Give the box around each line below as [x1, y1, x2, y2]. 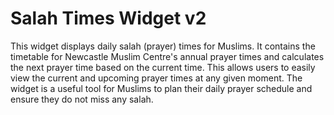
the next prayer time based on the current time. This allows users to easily [10, 61, 316, 73]
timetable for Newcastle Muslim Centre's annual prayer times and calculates [10, 50, 325, 62]
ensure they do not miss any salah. [10, 93, 154, 105]
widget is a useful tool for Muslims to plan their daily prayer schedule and [10, 82, 313, 94]
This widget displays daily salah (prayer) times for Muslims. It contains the [10, 40, 316, 52]
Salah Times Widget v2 [10, 7, 207, 30]
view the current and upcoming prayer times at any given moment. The [10, 72, 303, 84]
